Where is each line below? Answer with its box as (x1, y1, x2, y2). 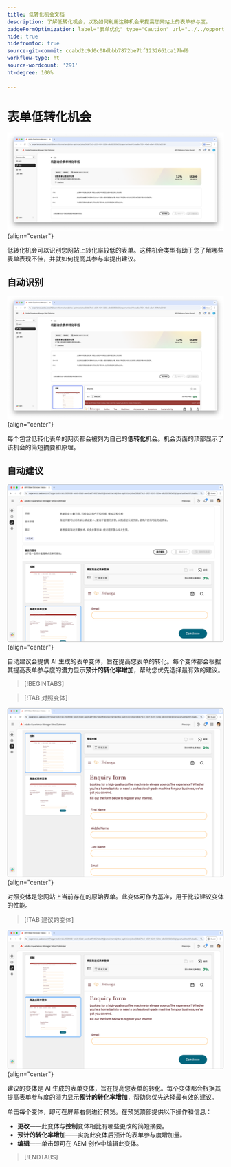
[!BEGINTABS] (23, 680, 65, 688)
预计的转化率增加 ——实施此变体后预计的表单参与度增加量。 (16, 1131, 186, 1139)
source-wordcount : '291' (7, 62, 78, 69)
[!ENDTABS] (23, 1153, 58, 1161)
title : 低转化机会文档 (7, 11, 65, 18)
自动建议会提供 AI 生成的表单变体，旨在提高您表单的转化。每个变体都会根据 (7, 657, 221, 665)
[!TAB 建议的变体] (23, 915, 74, 923)
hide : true (7, 33, 38, 40)
